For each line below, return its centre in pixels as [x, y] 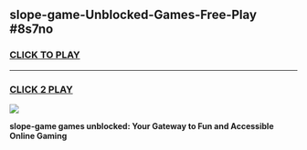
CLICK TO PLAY [45, 55]
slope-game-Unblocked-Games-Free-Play [133, 15]
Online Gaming [38, 135]
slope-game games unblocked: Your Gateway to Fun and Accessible [142, 125]
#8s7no [32, 30]
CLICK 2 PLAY [41, 89]
